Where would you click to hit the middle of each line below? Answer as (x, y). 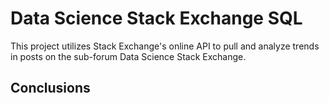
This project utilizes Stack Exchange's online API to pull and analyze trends (165, 46)
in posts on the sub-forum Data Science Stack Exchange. (128, 56)
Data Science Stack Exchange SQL (156, 18)
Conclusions (50, 88)
